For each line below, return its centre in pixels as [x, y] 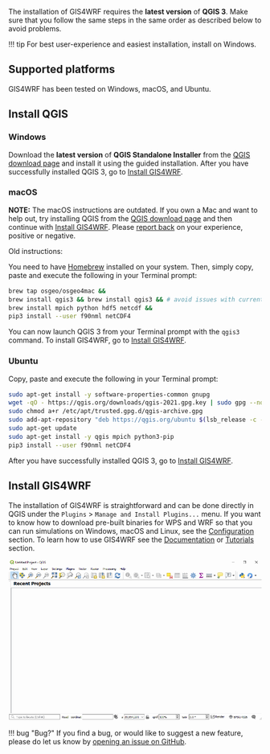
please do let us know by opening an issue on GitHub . [98, 742]
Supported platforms [61, 70]
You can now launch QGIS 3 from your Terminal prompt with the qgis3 [124, 332]
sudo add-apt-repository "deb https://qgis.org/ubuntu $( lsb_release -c [133, 420]
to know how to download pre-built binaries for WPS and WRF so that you [131, 522]
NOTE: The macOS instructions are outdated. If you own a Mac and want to [133, 210]
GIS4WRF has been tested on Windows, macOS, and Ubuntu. [110, 88]
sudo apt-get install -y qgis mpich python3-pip [91, 436]
